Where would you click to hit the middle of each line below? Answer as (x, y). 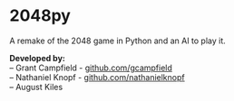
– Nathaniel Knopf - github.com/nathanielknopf (97, 77)
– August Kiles (36, 87)
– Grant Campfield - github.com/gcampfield (91, 68)
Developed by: (38, 58)
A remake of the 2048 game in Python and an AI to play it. (118, 41)
